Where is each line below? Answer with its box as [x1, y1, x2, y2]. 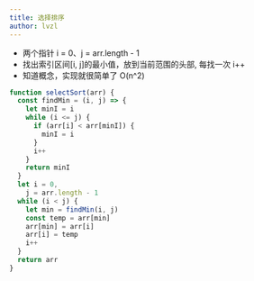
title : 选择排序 [9, 13, 65, 23]
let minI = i [25, 104, 75, 113]
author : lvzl [9, 22, 59, 31]
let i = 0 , [17, 180, 59, 189]
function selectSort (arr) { [9, 87, 115, 97]
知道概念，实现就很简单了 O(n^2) [22, 69, 146, 81]
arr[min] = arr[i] [25, 222, 95, 231]
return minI [25, 163, 70, 172]
